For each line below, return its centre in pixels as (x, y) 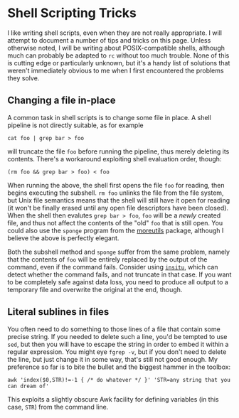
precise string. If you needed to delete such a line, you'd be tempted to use (117, 336)
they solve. (23, 78)
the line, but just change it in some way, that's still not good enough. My (113, 359)
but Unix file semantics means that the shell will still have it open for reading (119, 200)
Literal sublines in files (58, 312)
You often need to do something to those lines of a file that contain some (114, 329)
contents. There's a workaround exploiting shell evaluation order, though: (115, 159)
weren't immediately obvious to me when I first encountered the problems (116, 70)
